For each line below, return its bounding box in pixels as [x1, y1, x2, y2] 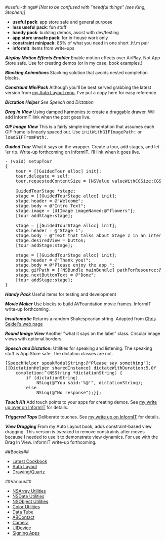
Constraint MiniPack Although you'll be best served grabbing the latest [5, 84, 152, 90]
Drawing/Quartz [12, 469, 45, 475]
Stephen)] [5, 9, 26, 15]
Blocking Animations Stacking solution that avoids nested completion [5, 70, 148, 76]
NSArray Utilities [12, 488, 46, 494]
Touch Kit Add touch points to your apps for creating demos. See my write [5, 399, 157, 405]
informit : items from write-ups [12, 45, 75, 51]
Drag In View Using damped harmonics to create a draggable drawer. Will [5, 109, 156, 115]
